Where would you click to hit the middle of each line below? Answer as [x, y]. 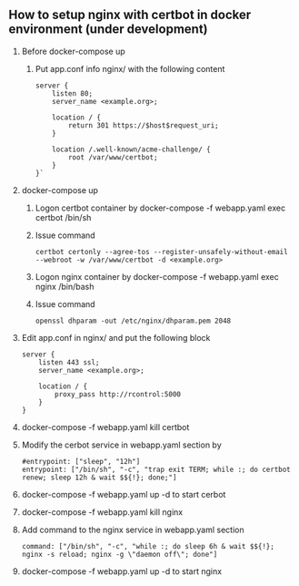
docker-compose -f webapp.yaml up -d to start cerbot [124, 494]
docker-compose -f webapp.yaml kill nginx [102, 512]
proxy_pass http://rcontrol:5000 [118, 394]
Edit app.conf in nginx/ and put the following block [116, 337]
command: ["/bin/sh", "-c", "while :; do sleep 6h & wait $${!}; [148, 546]
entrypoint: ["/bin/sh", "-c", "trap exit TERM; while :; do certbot [156, 469]
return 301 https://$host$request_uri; [143, 125]
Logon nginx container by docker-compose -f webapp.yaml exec [157, 276]
